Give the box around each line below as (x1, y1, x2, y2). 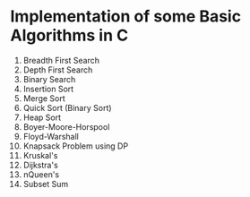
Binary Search (22, 73, 76, 84)
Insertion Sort (22, 83, 74, 94)
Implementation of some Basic (10, 6, 241, 27)
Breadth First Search (22, 55, 100, 65)
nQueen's (22, 168, 60, 180)
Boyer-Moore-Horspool (22, 121, 110, 132)
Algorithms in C (10, 25, 129, 46)
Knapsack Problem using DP (22, 141, 129, 151)
